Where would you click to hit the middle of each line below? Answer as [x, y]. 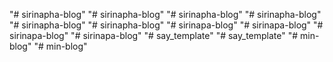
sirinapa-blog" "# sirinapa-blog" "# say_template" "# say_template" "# [154, 35]
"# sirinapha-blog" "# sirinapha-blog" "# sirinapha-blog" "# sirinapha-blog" [165, 14]
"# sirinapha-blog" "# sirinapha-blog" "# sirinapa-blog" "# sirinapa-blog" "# [166, 25]
